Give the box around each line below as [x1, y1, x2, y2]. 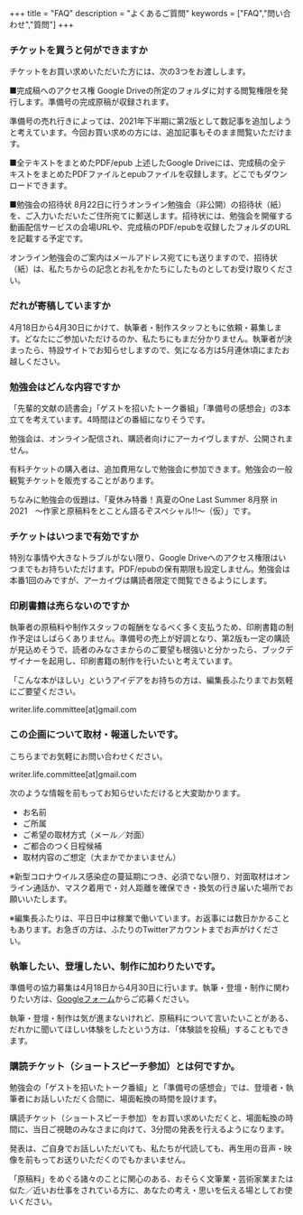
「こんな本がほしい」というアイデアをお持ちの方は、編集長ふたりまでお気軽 [9, 675, 294, 686]
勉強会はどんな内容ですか [9, 380, 121, 393]
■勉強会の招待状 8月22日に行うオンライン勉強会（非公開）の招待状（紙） [9, 199, 287, 210]
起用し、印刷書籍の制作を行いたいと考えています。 [48, 655, 237, 666]
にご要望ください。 [9, 686, 81, 697]
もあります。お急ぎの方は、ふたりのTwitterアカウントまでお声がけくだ [9, 923, 272, 934]
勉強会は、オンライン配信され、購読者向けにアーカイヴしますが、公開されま [9, 432, 294, 444]
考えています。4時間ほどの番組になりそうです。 [32, 413, 210, 424]
